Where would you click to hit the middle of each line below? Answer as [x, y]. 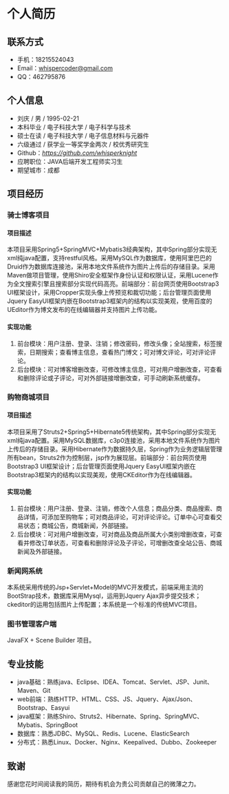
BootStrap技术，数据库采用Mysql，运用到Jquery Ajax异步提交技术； [104, 596]
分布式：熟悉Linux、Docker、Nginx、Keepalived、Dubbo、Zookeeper [117, 742]
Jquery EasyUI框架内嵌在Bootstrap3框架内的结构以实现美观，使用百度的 [110, 301]
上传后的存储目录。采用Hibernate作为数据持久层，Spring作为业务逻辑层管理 [115, 449]
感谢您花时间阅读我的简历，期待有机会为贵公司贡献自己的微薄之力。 [103, 784]
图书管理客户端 [32, 624]
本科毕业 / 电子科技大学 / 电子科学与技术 [74, 127]
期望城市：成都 [38, 170]
